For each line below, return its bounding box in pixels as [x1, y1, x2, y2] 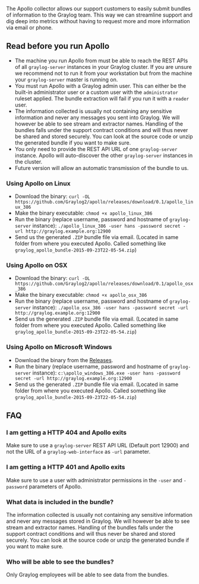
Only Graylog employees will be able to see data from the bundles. [6, 571, 169, 579]
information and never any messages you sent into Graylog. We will [14, 114, 180, 121]
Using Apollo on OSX [6, 261, 68, 269]
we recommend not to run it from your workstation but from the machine [14, 70, 192, 77]
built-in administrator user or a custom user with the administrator [14, 89, 178, 96]
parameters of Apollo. [29, 483, 82, 490]
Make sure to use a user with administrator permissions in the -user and [6, 476, 182, 483]
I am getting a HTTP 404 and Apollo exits [6, 428, 127, 437]
